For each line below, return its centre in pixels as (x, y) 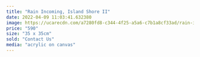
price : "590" (22, 28)
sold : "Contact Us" (30, 39)
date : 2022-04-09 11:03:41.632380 (49, 17)
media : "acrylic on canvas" (41, 45)
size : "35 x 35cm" (29, 34)
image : (14, 23)
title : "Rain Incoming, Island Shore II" (58, 12)
